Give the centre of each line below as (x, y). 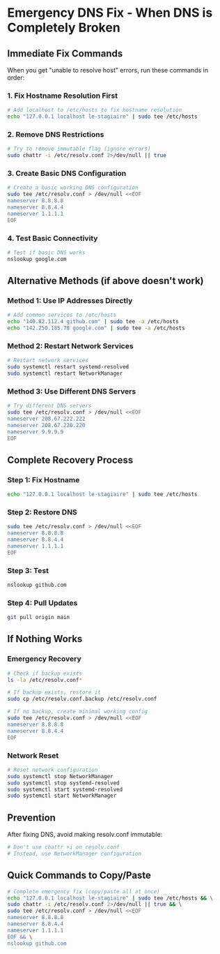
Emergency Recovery (44, 659)
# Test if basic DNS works (46, 253)
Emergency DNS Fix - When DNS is (110, 13)
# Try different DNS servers (49, 406)
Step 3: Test (28, 570)
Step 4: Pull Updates (42, 603)
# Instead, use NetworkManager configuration (74, 854)
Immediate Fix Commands (65, 53)
